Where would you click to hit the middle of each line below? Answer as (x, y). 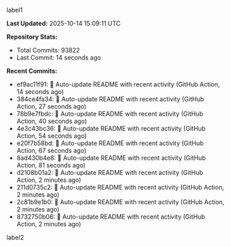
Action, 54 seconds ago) (52, 136)
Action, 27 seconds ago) (52, 106)
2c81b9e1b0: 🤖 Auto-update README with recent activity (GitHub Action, (120, 202)
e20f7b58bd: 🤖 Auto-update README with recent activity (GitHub (110, 143)
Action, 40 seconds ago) (52, 121)
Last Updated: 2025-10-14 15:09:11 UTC (64, 23)
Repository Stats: (32, 37)
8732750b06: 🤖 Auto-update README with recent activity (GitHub (111, 217)
